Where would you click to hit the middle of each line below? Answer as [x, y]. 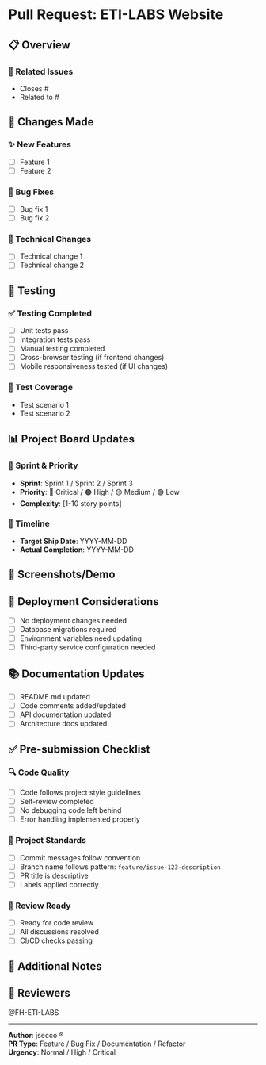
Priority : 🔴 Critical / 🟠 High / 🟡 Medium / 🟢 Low [99, 492]
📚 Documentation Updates [76, 674]
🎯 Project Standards [47, 841]
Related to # [39, 97]
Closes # [34, 88]
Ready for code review [57, 923]
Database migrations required [68, 630]
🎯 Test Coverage [41, 388]
